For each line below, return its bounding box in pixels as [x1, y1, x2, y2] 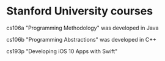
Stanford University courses [6, 4, 153, 18]
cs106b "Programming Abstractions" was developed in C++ [6, 36, 157, 43]
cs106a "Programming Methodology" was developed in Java [6, 24, 159, 31]
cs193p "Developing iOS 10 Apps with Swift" [6, 47, 118, 55]
